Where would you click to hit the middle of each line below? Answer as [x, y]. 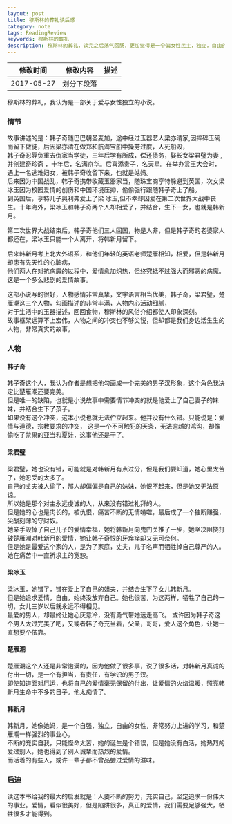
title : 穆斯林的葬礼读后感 [41, 20]
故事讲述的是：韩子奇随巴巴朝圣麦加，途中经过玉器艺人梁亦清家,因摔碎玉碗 [114, 138]
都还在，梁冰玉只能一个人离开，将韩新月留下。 [74, 239]
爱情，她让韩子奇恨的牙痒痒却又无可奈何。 [122, 538]
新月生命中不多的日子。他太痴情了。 [59, 692]
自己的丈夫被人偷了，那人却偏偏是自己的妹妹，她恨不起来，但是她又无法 [110, 486]
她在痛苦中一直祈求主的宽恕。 [49, 555]
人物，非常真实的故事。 [40, 329]
